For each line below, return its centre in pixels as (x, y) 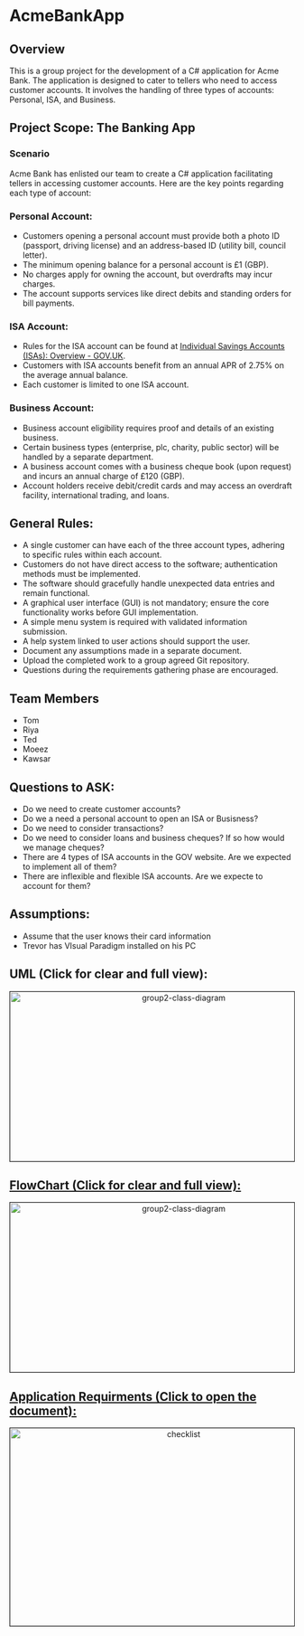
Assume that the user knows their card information (117, 936)
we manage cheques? (64, 847)
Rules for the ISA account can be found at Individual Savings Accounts (154, 346)
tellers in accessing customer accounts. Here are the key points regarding (147, 183)
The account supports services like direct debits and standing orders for (157, 293)
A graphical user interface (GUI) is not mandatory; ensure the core (146, 603)
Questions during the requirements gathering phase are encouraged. (150, 670)
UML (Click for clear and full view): (109, 974)
